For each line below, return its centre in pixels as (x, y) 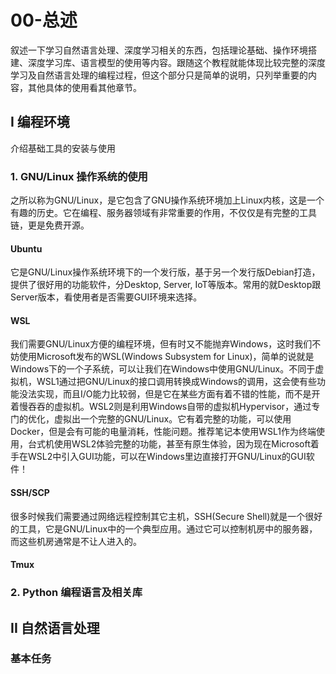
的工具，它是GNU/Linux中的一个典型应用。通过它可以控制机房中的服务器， (164, 528)
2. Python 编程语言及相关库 (76, 593)
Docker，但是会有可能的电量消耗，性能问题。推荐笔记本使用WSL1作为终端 (163, 432)
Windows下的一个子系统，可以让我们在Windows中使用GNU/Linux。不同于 (163, 369)
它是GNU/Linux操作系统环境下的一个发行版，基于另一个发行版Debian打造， (165, 272)
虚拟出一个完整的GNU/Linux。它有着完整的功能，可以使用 (172, 419)
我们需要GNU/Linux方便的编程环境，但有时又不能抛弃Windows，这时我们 (161, 344)
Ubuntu (26, 248)
